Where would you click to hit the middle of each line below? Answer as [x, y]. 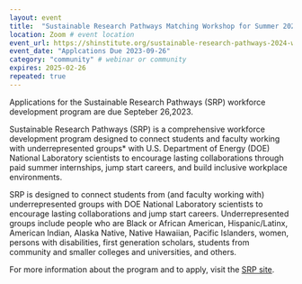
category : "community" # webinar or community [98, 60]
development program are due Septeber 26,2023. [101, 111]
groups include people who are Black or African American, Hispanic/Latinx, [149, 223]
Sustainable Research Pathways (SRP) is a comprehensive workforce [137, 129]
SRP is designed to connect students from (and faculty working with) [137, 194]
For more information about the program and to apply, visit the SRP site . [142, 269]
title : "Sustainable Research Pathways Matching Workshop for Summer [144, 26]
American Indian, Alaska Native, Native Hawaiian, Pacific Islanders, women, [149, 233]
